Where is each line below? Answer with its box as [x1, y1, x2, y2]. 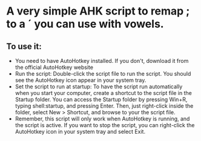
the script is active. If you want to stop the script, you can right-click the [15, 122, 195, 128]
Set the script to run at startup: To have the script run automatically [15, 83, 183, 90]
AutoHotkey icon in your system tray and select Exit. [15, 128, 146, 135]
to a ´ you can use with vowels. [6, 17, 165, 31]
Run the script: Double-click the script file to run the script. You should [15, 70, 191, 77]
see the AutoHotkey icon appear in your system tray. [15, 77, 147, 84]
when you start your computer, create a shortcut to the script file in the [15, 90, 192, 96]
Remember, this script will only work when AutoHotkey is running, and [15, 115, 190, 122]
